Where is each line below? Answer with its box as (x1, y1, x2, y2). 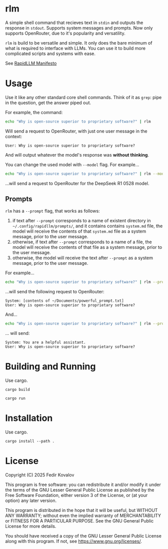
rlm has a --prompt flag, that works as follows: (5, 208, 100, 214)
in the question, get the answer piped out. (5, 100, 91, 106)
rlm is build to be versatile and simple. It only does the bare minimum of (5, 40, 152, 46)
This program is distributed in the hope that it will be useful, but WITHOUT (5, 507, 158, 513)
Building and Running (5, 361, 96, 372)
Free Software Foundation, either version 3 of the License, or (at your (5, 492, 148, 498)
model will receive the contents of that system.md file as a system (12, 228, 146, 234)
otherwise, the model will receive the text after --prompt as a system (12, 255, 153, 261)
